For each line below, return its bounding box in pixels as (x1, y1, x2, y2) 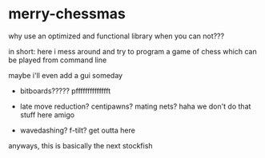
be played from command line (8, 55, 107, 65)
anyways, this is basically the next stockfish (8, 140, 154, 150)
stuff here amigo (19, 109, 74, 120)
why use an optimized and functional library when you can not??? (8, 31, 225, 41)
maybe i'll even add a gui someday (8, 70, 122, 80)
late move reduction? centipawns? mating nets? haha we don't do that (19, 101, 251, 111)
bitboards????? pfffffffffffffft (19, 85, 111, 96)
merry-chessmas (8, 5, 126, 23)
